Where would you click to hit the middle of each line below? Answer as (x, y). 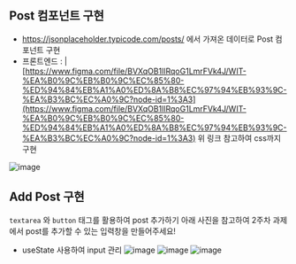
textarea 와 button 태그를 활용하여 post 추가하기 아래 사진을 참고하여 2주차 (140, 220)
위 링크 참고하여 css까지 (239, 138)
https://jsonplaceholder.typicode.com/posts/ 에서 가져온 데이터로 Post (148, 39)
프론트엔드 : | (45, 61)
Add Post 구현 (47, 197)
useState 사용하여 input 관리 (72, 250)
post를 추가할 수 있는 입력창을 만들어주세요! (101, 231)
